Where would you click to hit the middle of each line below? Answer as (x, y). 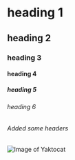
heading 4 (22, 74)
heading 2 (29, 38)
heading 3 (24, 58)
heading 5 (22, 89)
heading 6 (22, 107)
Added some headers (38, 128)
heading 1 (35, 13)
